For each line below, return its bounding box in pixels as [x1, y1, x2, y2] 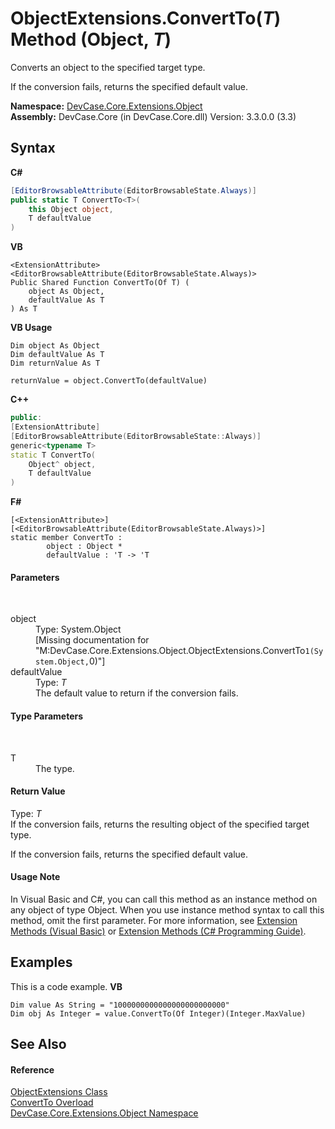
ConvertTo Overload [10, 1097, 94, 1109]
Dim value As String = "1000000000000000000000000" [10, 1000, 230, 1010]
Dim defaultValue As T [10, 350, 105, 360]
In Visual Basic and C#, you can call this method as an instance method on [10, 893, 318, 905]
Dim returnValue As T [10, 358, 101, 369]
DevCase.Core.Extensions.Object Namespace [10, 1107, 199, 1119]
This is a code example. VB [10, 980, 123, 992]
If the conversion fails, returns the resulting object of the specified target [10, 818, 310, 830]
